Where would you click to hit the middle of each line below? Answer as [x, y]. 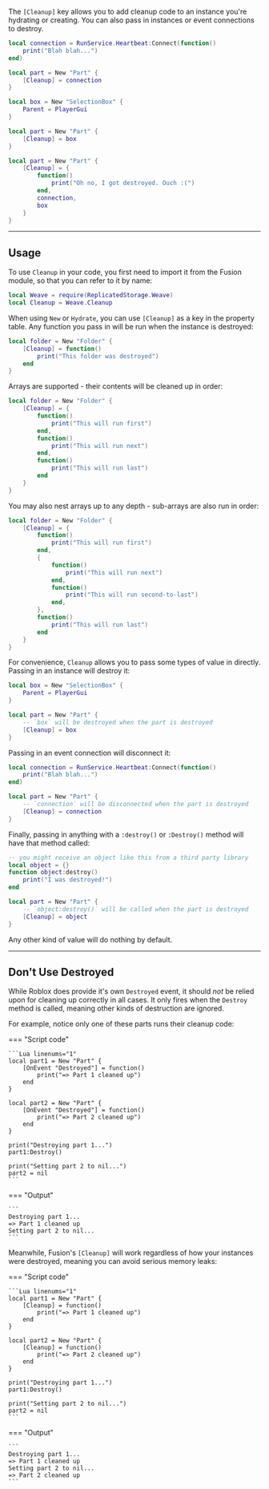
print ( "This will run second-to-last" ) [132, 595]
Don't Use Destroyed [61, 972]
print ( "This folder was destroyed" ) [98, 356]
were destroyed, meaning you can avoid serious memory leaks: [113, 1261]
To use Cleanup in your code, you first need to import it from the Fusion [125, 272]
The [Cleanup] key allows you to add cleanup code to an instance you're [128, 12]
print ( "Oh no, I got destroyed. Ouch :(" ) [123, 184]
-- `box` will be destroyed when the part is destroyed [118, 722]
